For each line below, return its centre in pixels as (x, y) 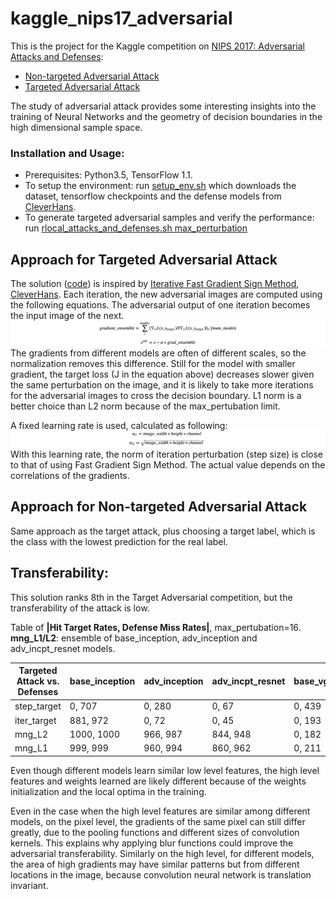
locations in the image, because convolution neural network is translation (161, 874)
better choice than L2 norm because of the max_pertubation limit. (145, 406)
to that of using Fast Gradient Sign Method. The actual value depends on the (168, 464)
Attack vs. (38, 681)
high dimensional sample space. (76, 127)
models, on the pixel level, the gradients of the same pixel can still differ (158, 821)
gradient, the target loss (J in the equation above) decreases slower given (162, 374)
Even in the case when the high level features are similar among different (160, 811)
